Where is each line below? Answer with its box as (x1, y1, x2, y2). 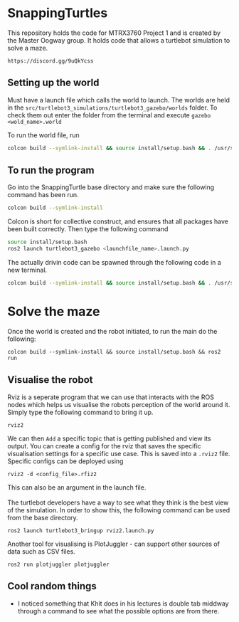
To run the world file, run (7, 130, 80, 139)
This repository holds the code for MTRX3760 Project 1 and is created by (7, 28, 221, 37)
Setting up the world (7, 77, 100, 89)
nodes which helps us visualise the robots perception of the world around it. (7, 400, 230, 408)
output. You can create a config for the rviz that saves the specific (7, 441, 201, 450)
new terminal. (7, 265, 48, 275)
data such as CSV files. (7, 547, 76, 556)
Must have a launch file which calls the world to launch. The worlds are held (7, 95, 230, 104)
